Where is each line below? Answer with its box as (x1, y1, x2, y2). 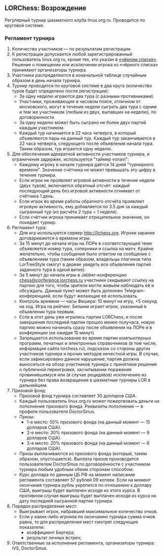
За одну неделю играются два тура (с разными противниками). (19, 93, 155, 99)
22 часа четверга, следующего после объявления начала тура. (19, 140, 154, 146)
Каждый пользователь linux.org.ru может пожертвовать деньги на (19, 398, 160, 404)
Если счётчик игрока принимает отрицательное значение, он (19, 214, 150, 220)
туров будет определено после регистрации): (11, 88, 109, 94)
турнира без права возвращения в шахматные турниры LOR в (19, 377, 151, 383)
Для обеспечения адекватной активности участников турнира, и (11, 151, 150, 157)
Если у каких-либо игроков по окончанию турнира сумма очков (19, 514, 156, 520)
